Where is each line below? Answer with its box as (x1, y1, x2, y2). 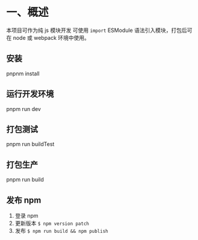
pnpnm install (6, 70, 40, 77)
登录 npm (14, 212, 39, 219)
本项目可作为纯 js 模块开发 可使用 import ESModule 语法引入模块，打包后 (6, 27, 188, 34)
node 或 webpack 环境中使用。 (13, 34, 90, 41)
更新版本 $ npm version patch (14, 219, 89, 227)
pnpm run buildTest (6, 141, 55, 148)
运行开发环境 (6, 89, 54, 99)
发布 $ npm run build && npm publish (14, 227, 108, 234)
